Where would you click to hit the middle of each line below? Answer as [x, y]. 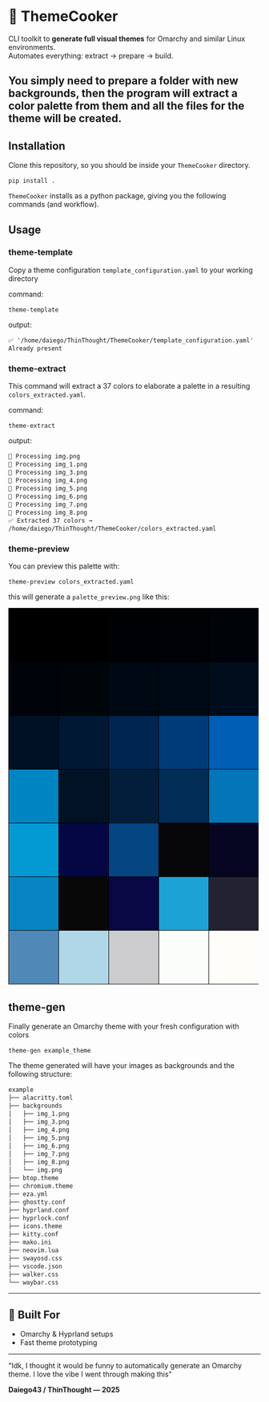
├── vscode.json [35, 1267]
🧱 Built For [34, 1315]
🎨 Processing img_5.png [48, 489]
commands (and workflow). [54, 205]
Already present [35, 348]
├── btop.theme [34, 1178]
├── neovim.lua [34, 1251]
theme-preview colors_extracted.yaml [71, 582]
